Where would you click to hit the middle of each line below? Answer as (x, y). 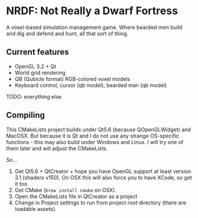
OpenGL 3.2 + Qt (35, 66)
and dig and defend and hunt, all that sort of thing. (67, 33)
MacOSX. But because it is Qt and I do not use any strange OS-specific (93, 136)
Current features (38, 52)
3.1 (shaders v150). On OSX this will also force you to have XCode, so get (103, 177)
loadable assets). (35, 209)
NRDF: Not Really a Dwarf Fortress (92, 11)
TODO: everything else (34, 96)
